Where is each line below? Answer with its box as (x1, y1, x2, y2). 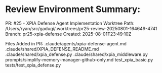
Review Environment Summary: (5, 4, 141, 15)
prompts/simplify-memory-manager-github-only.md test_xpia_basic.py (5, 56, 153, 62)
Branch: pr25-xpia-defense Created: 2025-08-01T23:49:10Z (5, 31, 132, 37)
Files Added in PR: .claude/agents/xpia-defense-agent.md (5, 40, 127, 46)
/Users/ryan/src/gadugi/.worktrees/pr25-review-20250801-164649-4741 (5, 25, 157, 31)
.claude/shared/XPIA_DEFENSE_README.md (5, 46, 99, 52)
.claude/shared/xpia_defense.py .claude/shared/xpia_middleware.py (5, 51, 148, 57)
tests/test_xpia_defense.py (5, 62, 61, 68)
